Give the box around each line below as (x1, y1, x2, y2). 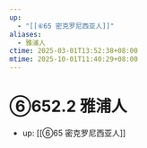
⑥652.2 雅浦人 (9, 96, 127, 117)
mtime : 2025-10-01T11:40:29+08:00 (9, 55, 139, 64)
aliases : (9, 30, 42, 39)
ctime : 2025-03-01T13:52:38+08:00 (9, 47, 139, 56)
